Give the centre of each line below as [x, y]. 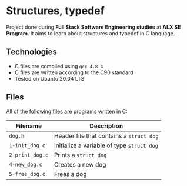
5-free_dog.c [27, 174]
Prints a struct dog [80, 155]
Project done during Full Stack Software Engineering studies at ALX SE [93, 27]
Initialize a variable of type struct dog [106, 145]
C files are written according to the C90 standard [74, 72]
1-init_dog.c [27, 145]
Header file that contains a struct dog [106, 135]
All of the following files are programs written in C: [67, 111]
